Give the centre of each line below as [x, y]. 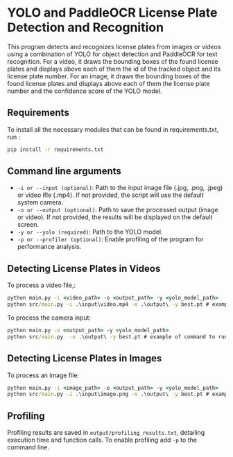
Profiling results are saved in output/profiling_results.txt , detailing [106, 433]
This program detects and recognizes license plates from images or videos [114, 46]
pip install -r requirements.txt [55, 149]
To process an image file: [43, 375]
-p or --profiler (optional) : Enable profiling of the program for [110, 239]
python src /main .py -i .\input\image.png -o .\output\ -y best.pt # [108, 394]
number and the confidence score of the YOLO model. [85, 91]
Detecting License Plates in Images [85, 359]
